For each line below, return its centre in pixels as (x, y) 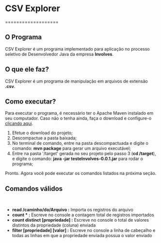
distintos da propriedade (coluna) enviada (54, 225)
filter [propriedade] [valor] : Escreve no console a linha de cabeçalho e (84, 230)
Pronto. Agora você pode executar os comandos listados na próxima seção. (81, 174)
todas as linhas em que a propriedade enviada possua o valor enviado (82, 236)
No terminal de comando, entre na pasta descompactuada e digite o (80, 143)
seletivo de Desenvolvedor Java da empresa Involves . (59, 54)
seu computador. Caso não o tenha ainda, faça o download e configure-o (78, 118)
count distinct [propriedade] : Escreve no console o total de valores (80, 220)
